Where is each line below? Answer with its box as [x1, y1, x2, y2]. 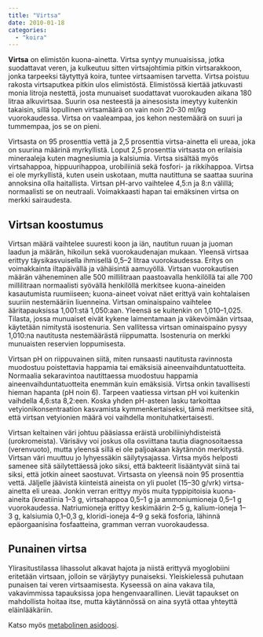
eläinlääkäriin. [8, 605, 53, 614]
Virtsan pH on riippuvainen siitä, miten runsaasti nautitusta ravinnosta [8, 354, 233, 364]
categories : [8, 26, 47, 34]
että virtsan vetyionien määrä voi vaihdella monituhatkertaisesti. [8, 413, 214, 423]
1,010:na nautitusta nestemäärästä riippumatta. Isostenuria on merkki [8, 331, 231, 340]
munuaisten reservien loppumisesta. [8, 339, 126, 349]
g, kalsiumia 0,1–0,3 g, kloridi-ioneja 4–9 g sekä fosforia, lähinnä [14, 511, 221, 521]
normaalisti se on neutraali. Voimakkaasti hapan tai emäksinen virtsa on [8, 187, 239, 196]
